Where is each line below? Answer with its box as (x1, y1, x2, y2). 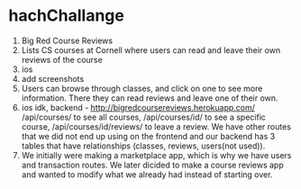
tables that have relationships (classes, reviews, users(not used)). (21, 140, 266, 151)
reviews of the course (21, 54, 103, 65)
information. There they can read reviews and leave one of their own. (21, 92, 278, 103)
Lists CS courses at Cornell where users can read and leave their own (21, 44, 281, 55)
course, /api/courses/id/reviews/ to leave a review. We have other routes (21, 121, 292, 131)
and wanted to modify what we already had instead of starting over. (21, 168, 273, 180)
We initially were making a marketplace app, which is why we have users (21, 149, 292, 160)
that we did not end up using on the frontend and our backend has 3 (21, 130, 276, 141)
